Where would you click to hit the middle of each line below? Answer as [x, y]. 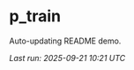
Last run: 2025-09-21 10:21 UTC [67, 58]
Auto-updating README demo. [65, 41]
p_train [35, 16]
